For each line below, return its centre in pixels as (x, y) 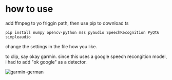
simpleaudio (18, 37)
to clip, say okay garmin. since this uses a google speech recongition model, (86, 56)
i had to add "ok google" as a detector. (46, 62)
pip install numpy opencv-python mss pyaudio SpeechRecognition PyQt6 (82, 32)
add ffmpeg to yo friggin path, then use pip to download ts (67, 23)
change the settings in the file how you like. (51, 46)
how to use (29, 9)
